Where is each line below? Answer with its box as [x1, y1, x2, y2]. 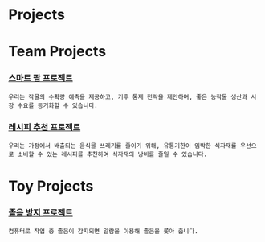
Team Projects [8, 43, 107, 61]
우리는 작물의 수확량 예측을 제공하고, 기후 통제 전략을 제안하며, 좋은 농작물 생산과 [8, 92, 247, 101]
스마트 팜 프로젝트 [8, 72, 74, 84]
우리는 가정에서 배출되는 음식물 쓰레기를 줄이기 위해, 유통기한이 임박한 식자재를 [8, 142, 237, 150]
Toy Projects [8, 177, 94, 195]
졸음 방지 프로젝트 [8, 207, 74, 219]
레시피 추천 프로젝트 [8, 121, 81, 133]
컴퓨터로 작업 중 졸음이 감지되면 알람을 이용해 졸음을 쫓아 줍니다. [8, 228, 198, 236]
